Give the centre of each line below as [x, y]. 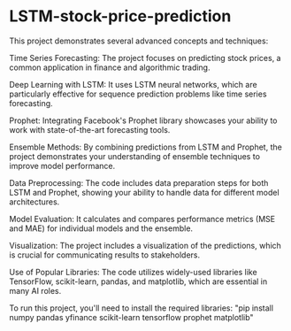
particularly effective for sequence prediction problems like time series [138, 94]
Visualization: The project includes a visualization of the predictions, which [145, 245]
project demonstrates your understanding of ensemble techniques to [135, 156]
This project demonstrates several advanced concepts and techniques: [139, 41]
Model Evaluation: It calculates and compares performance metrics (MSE [142, 219]
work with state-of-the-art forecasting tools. [90, 129]
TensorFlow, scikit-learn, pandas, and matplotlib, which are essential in [138, 281]
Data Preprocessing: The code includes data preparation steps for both [139, 182]
